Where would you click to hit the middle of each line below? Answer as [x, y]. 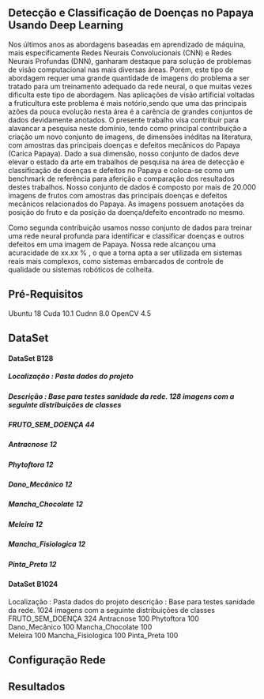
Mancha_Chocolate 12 [46, 504]
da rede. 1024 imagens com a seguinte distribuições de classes [112, 610]
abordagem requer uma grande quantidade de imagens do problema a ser [129, 77]
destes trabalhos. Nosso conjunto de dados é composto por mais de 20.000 [132, 187]
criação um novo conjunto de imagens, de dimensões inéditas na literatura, [130, 137]
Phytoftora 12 [31, 464]
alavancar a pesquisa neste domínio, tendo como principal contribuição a [128, 128]
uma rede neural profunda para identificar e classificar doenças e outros [126, 235]
